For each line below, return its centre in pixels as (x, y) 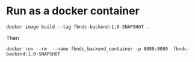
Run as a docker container (73, 11)
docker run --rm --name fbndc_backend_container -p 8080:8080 (87, 49)
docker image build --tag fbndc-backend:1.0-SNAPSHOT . (78, 27)
